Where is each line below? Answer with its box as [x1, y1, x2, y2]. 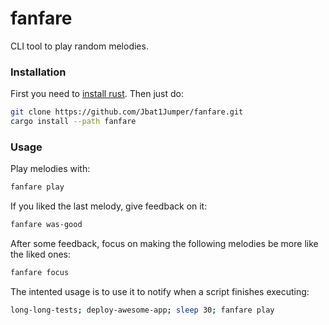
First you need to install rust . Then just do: [10, 88, 184, 100]
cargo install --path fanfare [10, 117, 137, 127]
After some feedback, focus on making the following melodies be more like [10, 238, 319, 250]
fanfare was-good [10, 220, 83, 230]
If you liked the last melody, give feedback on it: [10, 200, 208, 212]
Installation [10, 65, 67, 79]
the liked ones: [10, 248, 72, 261]
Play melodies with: [10, 163, 91, 175]
